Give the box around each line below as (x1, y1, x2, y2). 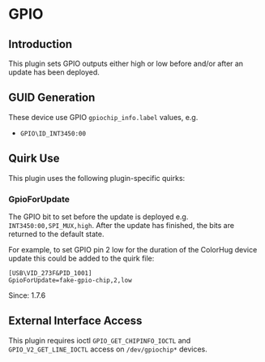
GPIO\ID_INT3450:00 (19, 129, 87, 138)
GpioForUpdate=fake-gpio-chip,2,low (8, 276, 132, 284)
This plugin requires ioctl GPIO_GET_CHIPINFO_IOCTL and (8, 335, 191, 345)
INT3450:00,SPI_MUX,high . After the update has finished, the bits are (8, 220, 235, 230)
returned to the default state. (8, 229, 105, 239)
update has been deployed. (8, 67, 100, 77)
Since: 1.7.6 (8, 290, 46, 300)
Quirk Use (8, 152, 60, 166)
